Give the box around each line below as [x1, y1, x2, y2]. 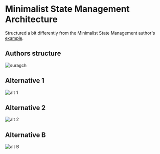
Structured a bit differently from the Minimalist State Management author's [5, 30, 155, 36]
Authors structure [5, 49, 61, 58]
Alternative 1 [5, 77, 45, 85]
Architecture [5, 14, 58, 25]
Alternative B [5, 131, 46, 139]
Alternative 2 [5, 104, 46, 112]
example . [5, 35, 23, 41]
